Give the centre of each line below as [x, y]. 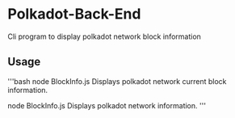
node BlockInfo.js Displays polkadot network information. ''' [107, 105]
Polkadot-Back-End [74, 14]
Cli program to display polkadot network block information [104, 36]
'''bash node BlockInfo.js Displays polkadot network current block [117, 81]
